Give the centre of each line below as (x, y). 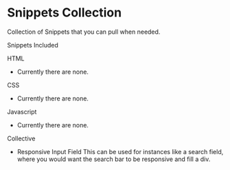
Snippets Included (33, 45)
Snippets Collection (65, 13)
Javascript (22, 111)
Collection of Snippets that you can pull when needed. (84, 32)
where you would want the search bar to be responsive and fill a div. (114, 159)
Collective (21, 138)
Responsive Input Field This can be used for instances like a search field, (120, 151)
